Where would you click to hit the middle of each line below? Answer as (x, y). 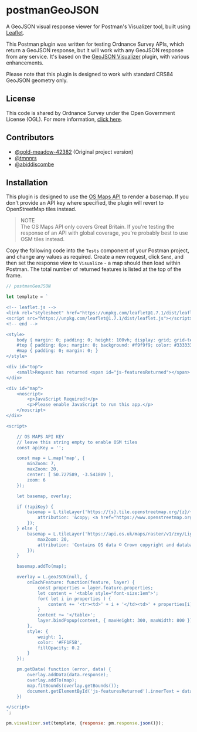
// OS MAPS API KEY (40, 437)
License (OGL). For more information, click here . (64, 119)
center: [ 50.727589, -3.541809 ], (71, 475)
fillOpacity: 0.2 (59, 648)
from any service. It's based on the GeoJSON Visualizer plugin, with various (98, 56)
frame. (14, 276)
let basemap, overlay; (44, 496)
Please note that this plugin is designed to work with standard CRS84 (90, 74)
